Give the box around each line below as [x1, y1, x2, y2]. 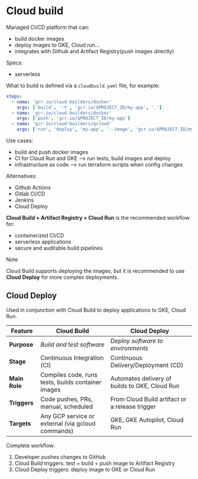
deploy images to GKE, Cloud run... [14, 41, 100, 48]
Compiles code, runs [40, 370, 98, 379]
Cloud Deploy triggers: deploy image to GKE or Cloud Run [14, 465, 155, 473]
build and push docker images [14, 149, 88, 156]
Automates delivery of [110, 374, 172, 382]
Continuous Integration [40, 353, 104, 361]
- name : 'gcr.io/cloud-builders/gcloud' [11, 121, 112, 127]
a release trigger [110, 402, 156, 410]
